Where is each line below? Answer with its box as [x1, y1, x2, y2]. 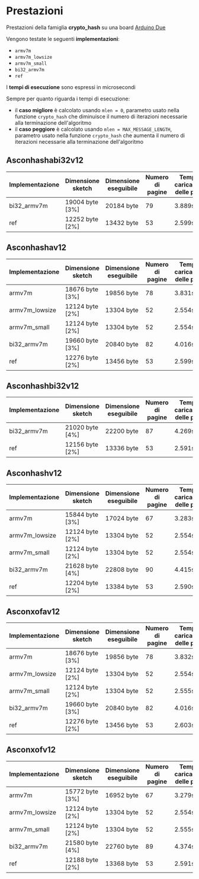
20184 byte [105, 201, 139, 210]
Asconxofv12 [6, 745, 56, 755]
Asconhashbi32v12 [6, 381, 79, 391]
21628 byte [65, 562, 99, 570]
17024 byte [105, 514, 139, 523]
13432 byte [105, 219, 139, 227]
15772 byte [65, 787, 99, 795]
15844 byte [65, 511, 99, 519]
